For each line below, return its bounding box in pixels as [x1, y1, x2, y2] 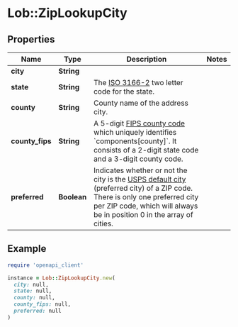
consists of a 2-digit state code [93, 145, 199, 155]
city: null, [13, 281, 50, 288]
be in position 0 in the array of [93, 210, 193, 219]
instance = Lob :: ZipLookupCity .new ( [7, 275, 115, 282]
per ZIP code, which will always [93, 201, 198, 211]
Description [126, 55, 167, 64]
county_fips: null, [13, 301, 72, 308]
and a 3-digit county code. [93, 154, 183, 164]
